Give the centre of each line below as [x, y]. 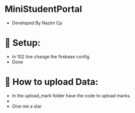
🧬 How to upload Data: [52, 82]
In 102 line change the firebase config [51, 56]
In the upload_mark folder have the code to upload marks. [71, 96]
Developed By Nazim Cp [37, 23]
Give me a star [27, 106]
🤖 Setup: [23, 43]
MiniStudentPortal [44, 9]
